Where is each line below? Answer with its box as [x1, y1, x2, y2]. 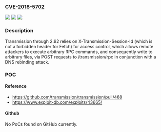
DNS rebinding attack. [5, 59, 50, 65]
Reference [5, 83, 27, 89]
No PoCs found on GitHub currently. [5, 121, 78, 127]
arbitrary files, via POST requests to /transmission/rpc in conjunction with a [5, 54, 156, 59]
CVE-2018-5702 [5, 3, 45, 10]
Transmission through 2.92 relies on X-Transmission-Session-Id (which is [5, 38, 153, 44]
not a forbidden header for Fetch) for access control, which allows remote [5, 43, 154, 49]
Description [5, 27, 34, 34]
